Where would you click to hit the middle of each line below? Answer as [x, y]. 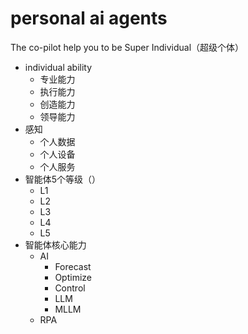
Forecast [73, 266]
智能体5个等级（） [63, 179]
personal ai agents [89, 18]
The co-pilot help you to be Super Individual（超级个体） [127, 47]
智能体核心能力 [55, 244]
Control [70, 288]
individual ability [58, 67]
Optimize [73, 277]
